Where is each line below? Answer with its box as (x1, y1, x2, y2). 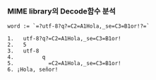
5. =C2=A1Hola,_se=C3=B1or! (7, 60, 121, 67)
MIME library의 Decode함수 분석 (7, 6, 116, 16)
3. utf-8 (7, 47, 40, 55)
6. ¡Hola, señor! (7, 66, 59, 74)
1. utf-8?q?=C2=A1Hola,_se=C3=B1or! (7, 35, 121, 42)
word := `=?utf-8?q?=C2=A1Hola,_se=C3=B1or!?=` (7, 23, 150, 30)
